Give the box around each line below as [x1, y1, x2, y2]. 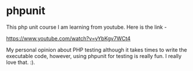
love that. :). [6, 59, 36, 66]
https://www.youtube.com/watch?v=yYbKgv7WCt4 [6, 35, 131, 42]
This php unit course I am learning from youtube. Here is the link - [6, 23, 167, 31]
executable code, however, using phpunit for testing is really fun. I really [6, 52, 182, 59]
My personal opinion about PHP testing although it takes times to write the [6, 46, 188, 53]
